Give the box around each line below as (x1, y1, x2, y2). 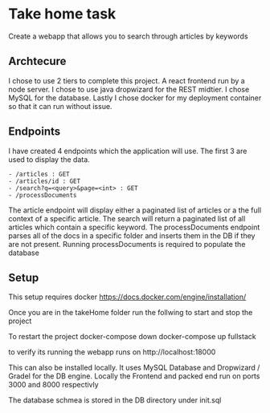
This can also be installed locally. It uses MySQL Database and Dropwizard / (8, 362, 260, 373)
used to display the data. (8, 154, 90, 164)
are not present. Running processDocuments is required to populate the (8, 239, 246, 249)
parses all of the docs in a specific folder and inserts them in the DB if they (8, 230, 256, 241)
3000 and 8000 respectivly (8, 380, 99, 390)
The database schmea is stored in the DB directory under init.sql (8, 395, 222, 405)
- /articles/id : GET (8, 177, 81, 185)
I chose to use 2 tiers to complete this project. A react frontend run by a (8, 75, 245, 85)
